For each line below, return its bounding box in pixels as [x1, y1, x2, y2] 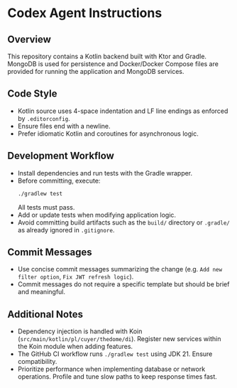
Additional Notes [7, 308, 84, 320]
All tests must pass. [17, 203, 75, 211]
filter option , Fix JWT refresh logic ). [17, 272, 134, 281]
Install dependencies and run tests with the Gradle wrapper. [17, 168, 193, 177]
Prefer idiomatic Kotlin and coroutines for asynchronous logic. [17, 129, 199, 138]
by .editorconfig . [17, 114, 71, 122]
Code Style [7, 87, 57, 100]
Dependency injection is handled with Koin [17, 327, 143, 335]
